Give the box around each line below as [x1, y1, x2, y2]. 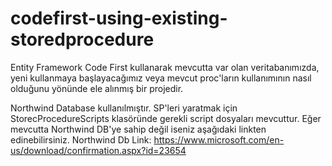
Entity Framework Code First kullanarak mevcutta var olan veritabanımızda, [10, 61, 320, 73]
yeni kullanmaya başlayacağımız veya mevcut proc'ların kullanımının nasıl [10, 72, 312, 84]
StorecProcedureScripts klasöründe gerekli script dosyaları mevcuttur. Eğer [10, 112, 322, 124]
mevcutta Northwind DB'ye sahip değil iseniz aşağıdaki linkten [10, 123, 267, 135]
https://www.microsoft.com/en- [153, 133, 285, 146]
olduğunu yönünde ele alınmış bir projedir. [10, 82, 184, 94]
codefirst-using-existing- [10, 7, 228, 30]
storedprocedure [10, 28, 155, 51]
